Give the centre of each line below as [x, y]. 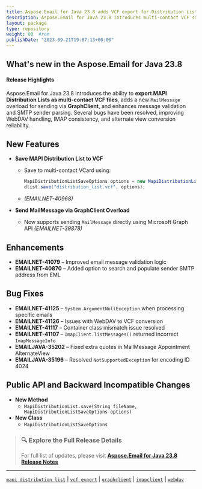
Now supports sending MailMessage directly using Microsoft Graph [106, 222]
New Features [33, 144]
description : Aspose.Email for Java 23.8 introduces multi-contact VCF [98, 18]
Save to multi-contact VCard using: [67, 170]
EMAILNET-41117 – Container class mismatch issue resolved [90, 327]
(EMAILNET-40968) [48, 199]
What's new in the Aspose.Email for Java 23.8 [94, 64]
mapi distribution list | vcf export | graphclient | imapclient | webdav [95, 479]
